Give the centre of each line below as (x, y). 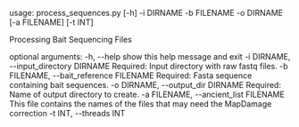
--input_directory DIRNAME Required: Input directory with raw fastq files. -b (149, 66)
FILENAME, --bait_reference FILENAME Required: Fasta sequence (131, 75)
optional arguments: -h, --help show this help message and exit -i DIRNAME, (150, 56)
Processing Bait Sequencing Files (71, 40)
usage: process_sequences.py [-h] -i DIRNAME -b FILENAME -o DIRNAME (146, 13)
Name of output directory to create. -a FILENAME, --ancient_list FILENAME (147, 94)
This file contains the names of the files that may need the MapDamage (141, 104)
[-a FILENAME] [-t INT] (51, 22)
